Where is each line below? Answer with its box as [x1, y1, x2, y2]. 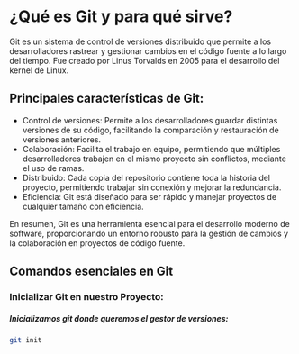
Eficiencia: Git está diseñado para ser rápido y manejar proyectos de [22, 191, 277, 202]
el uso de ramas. [22, 162, 85, 173]
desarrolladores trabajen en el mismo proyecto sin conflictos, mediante [22, 153, 286, 164]
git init [9, 336, 42, 345]
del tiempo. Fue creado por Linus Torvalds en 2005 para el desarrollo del [9, 55, 280, 66]
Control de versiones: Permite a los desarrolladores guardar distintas [22, 114, 278, 125]
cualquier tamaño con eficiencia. [22, 201, 144, 212]
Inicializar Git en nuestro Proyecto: [9, 291, 164, 304]
